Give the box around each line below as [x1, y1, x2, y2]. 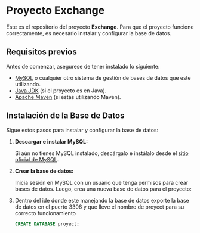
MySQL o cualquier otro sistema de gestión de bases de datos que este [14, 74, 191, 81]
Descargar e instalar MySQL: [14, 138, 88, 145]
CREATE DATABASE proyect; [14, 221, 79, 227]
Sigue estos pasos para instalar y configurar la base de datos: [6, 126, 159, 133]
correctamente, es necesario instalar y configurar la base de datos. [6, 29, 172, 36]
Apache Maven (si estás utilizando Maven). [14, 93, 121, 100]
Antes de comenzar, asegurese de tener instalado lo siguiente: [6, 63, 160, 70]
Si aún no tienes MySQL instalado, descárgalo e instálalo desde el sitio [14, 150, 189, 157]
